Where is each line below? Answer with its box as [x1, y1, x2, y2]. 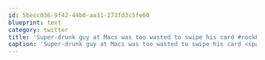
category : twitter [8, 26, 69, 34]
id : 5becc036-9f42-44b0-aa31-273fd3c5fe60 [8, 11, 150, 19]
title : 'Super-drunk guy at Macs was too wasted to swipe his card [8, 33, 235, 41]
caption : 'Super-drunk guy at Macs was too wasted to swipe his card [8, 41, 242, 48]
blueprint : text [8, 19, 62, 26]
